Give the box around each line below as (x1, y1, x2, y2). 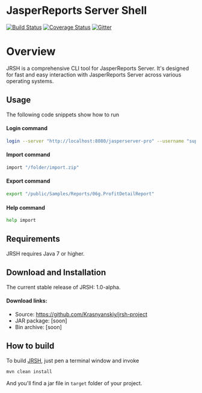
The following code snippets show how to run (6, 111, 119, 118)
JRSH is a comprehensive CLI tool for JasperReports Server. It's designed (6, 64, 189, 72)
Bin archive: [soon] (14, 323, 62, 330)
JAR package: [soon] (14, 317, 67, 324)
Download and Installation (6, 268, 106, 278)
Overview (6, 45, 56, 58)
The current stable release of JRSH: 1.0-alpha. (6, 283, 121, 291)
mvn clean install (6, 368, 52, 374)
